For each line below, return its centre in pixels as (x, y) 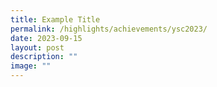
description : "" (44, 57)
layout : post (37, 47)
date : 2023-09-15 (46, 38)
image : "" (31, 66)
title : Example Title (55, 19)
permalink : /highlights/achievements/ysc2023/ (109, 29)
